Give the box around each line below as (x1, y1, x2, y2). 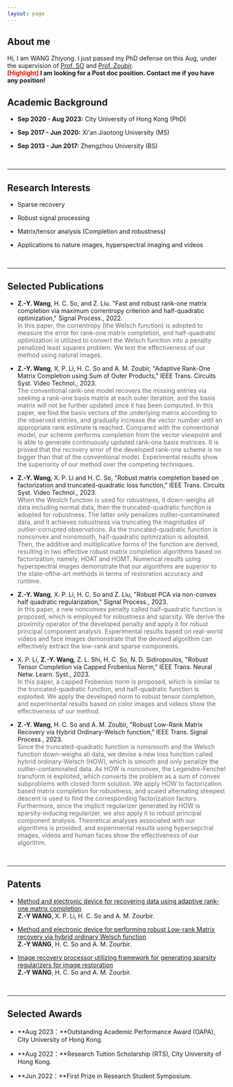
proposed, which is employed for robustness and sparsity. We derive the (17, 612, 225, 621)
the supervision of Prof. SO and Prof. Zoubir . (7, 62, 134, 70)
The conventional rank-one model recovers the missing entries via (17, 386, 207, 394)
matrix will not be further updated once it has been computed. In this (17, 401, 214, 410)
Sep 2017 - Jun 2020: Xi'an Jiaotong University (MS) (17, 128, 170, 137)
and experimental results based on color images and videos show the (17, 699, 216, 708)
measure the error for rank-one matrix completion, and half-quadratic (17, 328, 216, 337)
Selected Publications (7, 280, 104, 292)
